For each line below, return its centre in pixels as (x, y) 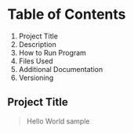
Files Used (36, 61)
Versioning (36, 77)
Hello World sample (58, 121)
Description (37, 44)
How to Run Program (53, 52)
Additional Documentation (61, 69)
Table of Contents (67, 14)
